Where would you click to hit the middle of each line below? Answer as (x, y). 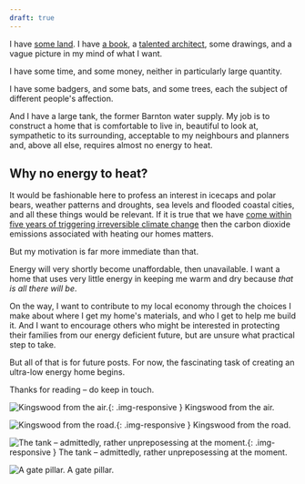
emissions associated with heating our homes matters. (112, 234)
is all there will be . (43, 288)
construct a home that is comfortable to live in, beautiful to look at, (134, 126)
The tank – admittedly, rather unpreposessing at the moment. (173, 452)
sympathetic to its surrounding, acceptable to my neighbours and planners (149, 135)
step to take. (33, 345)
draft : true (32, 18)
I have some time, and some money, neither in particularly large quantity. (146, 71)
